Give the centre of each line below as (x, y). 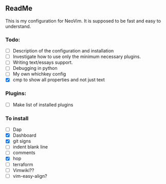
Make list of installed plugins (43, 104)
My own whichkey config (39, 74)
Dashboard (24, 135)
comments (24, 153)
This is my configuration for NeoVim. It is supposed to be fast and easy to (83, 21)
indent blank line (30, 147)
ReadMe (19, 8)
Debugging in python (35, 68)
